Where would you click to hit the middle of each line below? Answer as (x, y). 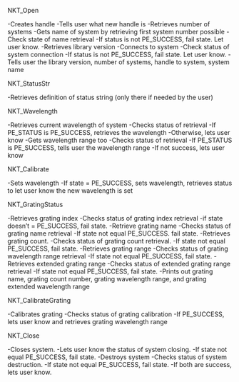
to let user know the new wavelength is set (70, 191)
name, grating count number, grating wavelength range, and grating (107, 279)
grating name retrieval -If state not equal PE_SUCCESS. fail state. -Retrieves (119, 233)
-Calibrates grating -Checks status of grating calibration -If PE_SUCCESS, (116, 314)
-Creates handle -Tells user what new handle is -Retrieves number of (109, 24)
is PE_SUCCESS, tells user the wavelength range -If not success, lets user (116, 148)
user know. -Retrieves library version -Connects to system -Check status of (118, 47)
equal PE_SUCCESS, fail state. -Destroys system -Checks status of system (117, 357)
